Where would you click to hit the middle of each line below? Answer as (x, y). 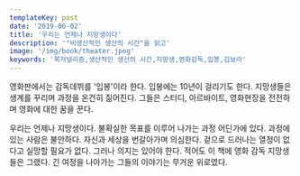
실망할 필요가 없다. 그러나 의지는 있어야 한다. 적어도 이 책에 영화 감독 (145, 151)
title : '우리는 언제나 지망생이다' (66, 34)
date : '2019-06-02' (46, 26)
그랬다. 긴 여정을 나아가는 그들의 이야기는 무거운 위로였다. (127, 162)
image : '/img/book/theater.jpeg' (72, 51)
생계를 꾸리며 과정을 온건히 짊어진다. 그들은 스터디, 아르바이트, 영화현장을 (138, 97)
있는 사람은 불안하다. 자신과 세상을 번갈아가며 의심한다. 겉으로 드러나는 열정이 (145, 139)
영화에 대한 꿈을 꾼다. (56, 109)
